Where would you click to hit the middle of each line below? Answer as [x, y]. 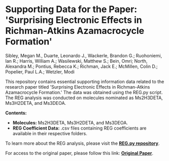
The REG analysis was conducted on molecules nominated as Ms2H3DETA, [84, 98]
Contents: [16, 113]
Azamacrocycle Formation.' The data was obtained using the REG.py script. [84, 92]
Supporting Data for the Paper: [71, 9]
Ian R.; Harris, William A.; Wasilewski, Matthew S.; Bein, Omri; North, [76, 61]
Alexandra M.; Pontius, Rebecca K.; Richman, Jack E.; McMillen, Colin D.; [81, 66]
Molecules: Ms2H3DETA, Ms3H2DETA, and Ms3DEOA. [70, 123]
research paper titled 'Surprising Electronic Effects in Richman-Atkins [78, 87]
